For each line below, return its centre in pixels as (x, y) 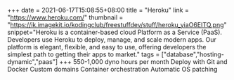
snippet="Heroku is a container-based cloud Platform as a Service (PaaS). (115, 32)
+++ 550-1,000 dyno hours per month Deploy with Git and (143, 62)
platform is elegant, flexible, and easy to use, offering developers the (107, 47)
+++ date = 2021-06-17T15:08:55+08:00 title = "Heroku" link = (98, 10)
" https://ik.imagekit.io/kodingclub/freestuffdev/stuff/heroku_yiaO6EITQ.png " (117, 25)
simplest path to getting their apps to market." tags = (84, 54)
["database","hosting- (193, 54)
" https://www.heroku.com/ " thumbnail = (65, 17)
